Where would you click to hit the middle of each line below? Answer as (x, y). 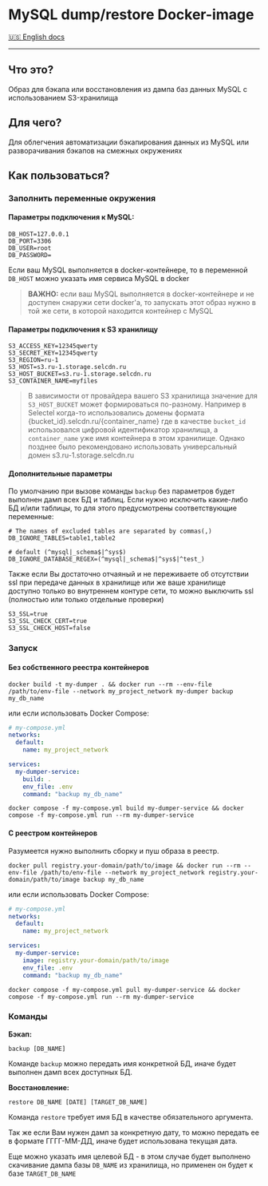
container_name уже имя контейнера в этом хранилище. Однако (136, 438)
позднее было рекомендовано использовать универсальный (132, 447)
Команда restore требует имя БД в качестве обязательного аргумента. (131, 1117)
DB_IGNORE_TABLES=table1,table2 (62, 538)
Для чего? (35, 123)
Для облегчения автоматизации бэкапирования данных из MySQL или (129, 142)
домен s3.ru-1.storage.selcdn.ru (81, 455)
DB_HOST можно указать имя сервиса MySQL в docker (99, 279)
